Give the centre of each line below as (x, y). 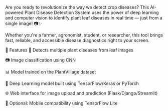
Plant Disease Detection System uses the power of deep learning (92, 12)
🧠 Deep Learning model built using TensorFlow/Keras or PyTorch (72, 83)
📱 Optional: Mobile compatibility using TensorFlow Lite (61, 103)
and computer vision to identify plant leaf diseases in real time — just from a (84, 18)
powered (14, 12)
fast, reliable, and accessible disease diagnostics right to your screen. (77, 40)
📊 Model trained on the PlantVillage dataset (51, 72)
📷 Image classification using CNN (41, 60)
